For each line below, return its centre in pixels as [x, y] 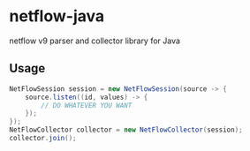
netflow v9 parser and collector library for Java [95, 41]
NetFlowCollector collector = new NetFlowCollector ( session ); [126, 130]
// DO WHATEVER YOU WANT [87, 105]
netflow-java [57, 16]
